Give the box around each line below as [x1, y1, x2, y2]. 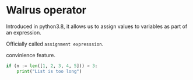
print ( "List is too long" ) [16, 68, 82, 74]
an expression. [6, 29, 42, 36]
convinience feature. [6, 51, 55, 58]
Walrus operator [6, 4, 86, 17]
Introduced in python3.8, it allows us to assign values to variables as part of [6, 23, 188, 30]
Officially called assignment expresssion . [6, 40, 104, 47]
